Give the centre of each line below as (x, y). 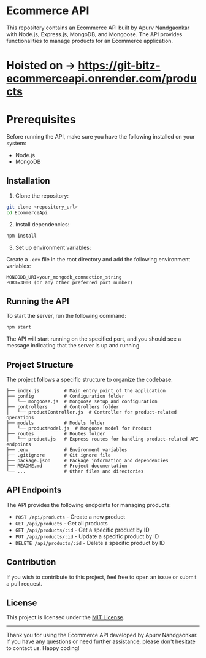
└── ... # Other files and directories (75, 471)
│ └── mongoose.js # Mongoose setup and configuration (82, 401)
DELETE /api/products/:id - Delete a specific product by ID (90, 543)
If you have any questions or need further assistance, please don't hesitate (101, 641)
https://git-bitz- (119, 66)
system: (16, 143)
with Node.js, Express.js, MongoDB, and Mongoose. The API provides (94, 34)
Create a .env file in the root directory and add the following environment (98, 259)
